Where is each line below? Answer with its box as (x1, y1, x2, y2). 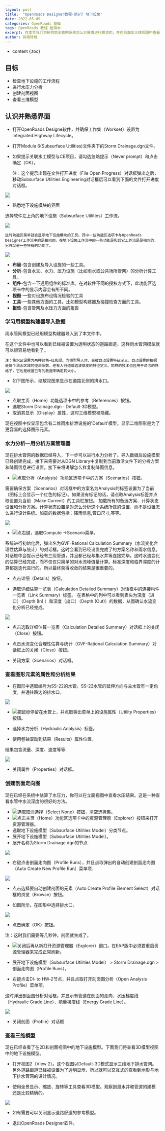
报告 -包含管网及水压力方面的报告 (12, 304, 80, 311)
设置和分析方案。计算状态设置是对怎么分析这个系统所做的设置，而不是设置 (5, 504, 156, 510)
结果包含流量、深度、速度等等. (5, 747, 67, 753)
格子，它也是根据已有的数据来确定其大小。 (5, 368, 79, 373)
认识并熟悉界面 (5, 112, 51, 121)
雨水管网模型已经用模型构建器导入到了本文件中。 (5, 330, 104, 336)
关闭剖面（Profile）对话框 (12, 1018, 65, 1024)
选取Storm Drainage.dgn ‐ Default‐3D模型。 (12, 403, 101, 410)
